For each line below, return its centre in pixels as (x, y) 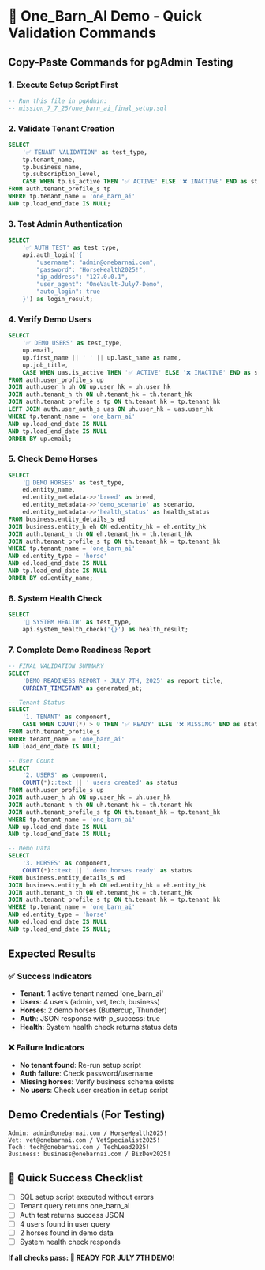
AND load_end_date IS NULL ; (54, 746)
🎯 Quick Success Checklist (76, 1178)
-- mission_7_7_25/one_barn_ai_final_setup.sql (88, 108)
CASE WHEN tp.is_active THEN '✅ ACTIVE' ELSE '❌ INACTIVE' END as (135, 182)
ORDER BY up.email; (40, 439)
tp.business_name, (52, 167)
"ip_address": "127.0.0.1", (82, 277)
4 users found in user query (65, 1223)
